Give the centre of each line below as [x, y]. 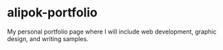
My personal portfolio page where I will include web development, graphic [112, 32]
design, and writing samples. [48, 38]
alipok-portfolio [52, 13]
